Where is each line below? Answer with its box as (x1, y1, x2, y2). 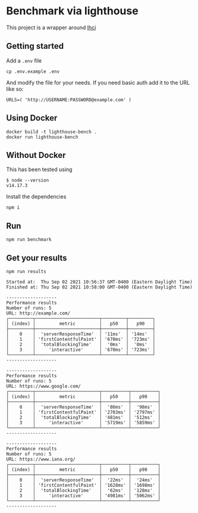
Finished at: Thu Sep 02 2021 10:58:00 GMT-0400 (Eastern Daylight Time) (6, 284, 193, 290)
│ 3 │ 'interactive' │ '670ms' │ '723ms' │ (6, 347, 156, 353)
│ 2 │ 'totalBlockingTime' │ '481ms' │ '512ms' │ (6, 415, 161, 421)
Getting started (6, 41, 64, 51)
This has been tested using (6, 166, 73, 173)
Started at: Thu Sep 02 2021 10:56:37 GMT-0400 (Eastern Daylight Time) (6, 279, 193, 285)
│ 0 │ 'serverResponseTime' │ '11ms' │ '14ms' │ (6, 331, 156, 337)
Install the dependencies (6, 193, 67, 200)
